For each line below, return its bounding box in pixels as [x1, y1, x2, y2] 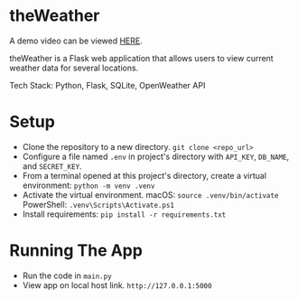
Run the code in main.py [22, 270, 113, 281]
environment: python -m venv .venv [22, 180, 155, 191]
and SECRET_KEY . [22, 160, 83, 172]
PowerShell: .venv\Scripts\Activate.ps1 [22, 199, 174, 210]
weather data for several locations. [9, 62, 139, 73]
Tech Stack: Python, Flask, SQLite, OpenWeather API [9, 79, 206, 90]
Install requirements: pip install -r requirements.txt [22, 209, 227, 220]
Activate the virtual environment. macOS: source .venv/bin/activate [22, 189, 279, 200]
